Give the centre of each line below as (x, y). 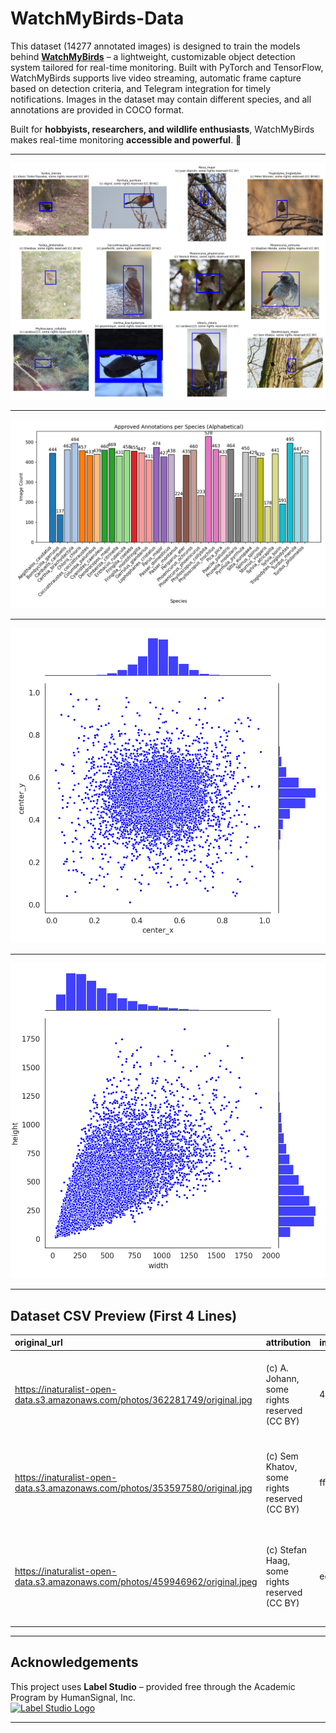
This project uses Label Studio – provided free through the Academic (153, 1686)
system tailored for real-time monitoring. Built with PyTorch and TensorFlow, (167, 67)
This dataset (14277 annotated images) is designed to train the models (155, 46)
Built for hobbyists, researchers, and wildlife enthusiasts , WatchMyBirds (162, 129)
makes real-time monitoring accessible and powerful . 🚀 (126, 139)
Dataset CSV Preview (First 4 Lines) (124, 1315)
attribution (288, 1343)
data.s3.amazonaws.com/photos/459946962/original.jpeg (136, 1581)
